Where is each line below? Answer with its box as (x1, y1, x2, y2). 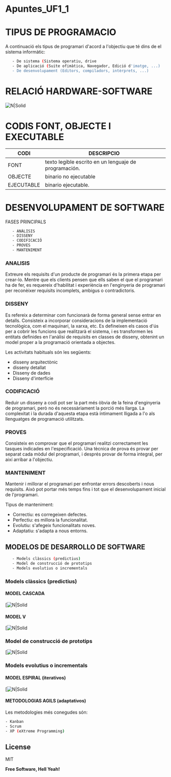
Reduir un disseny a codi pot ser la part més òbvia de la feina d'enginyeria (5, 399, 160, 405)
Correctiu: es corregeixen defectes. (12, 512, 88, 518)
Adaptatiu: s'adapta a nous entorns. (12, 528, 88, 534)
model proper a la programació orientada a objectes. (5, 339, 116, 345)
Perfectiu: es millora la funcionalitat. (12, 517, 88, 523)
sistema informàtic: (5, 49, 46, 55)
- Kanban (5, 719, 24, 724)
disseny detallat (12, 364, 46, 371)
